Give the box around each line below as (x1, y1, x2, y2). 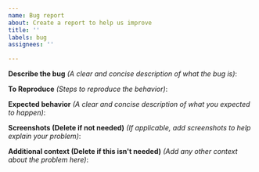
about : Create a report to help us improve (8, 19, 153, 27)
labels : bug (8, 33, 47, 42)
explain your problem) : (8, 131, 81, 141)
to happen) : (8, 108, 46, 118)
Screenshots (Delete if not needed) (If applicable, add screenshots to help (8, 123, 251, 133)
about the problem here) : (8, 155, 88, 165)
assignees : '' (8, 41, 55, 49)
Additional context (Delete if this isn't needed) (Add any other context (8, 147, 238, 156)
